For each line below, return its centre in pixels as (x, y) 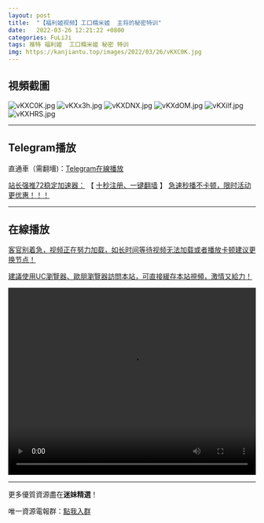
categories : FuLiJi (40, 37)
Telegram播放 (42, 148)
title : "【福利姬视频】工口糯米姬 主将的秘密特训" (85, 23)
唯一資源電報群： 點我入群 (49, 511)
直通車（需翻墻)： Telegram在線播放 (66, 168)
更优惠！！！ (29, 195)
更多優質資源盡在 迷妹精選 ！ (53, 495)
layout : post (29, 15)
